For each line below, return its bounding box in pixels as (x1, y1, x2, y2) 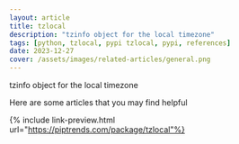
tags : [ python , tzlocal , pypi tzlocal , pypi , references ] (9, 38, 231, 48)
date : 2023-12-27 (9, 47, 75, 56)
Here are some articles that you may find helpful (9, 97, 188, 108)
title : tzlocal (9, 22, 66, 31)
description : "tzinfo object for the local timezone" (9, 30, 216, 39)
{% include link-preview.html (9, 114, 115, 125)
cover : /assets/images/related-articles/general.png (9, 55, 211, 64)
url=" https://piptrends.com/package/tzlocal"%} (9, 124, 186, 135)
